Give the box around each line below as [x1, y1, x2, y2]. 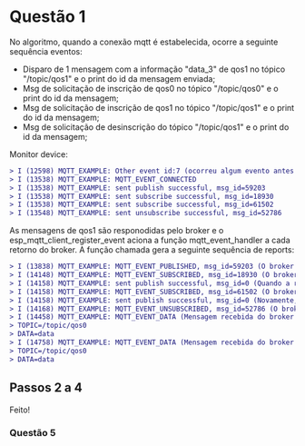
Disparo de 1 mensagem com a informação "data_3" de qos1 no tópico [22, 64, 286, 74]
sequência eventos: [9, 45, 84, 56]
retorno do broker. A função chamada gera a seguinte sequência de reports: [9, 244, 295, 255]
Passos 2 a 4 [9, 380, 84, 396]
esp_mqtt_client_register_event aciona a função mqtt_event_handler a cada [9, 234, 290, 246]
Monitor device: [9, 148, 68, 160]
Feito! [9, 404, 31, 415]
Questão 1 [9, 6, 86, 27]
